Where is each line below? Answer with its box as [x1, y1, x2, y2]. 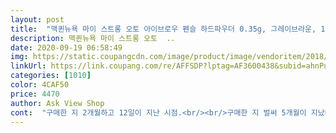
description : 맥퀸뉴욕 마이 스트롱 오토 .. [10, 33, 176, 43]
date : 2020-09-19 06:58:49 [10, 42, 123, 53]
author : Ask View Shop [10, 98, 105, 108]
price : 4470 [10, 89, 60, 99]
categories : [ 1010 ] [10, 71, 92, 81]
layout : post [10, 14, 65, 25]
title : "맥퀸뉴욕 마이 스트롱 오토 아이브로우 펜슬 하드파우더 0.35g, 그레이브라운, [10, 24, 317, 34]
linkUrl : [10, 61, 47, 71]
